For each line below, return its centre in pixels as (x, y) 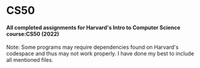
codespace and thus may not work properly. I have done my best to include (100, 54)
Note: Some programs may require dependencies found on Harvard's (92, 47)
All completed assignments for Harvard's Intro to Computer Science (93, 27)
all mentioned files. (30, 60)
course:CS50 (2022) (33, 34)
